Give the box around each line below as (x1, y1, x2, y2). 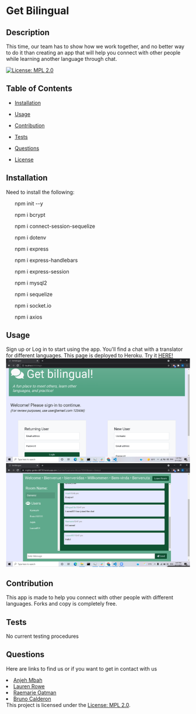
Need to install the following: (6, 189, 75, 196)
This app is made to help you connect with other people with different (6, 594, 174, 601)
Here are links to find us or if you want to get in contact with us (6, 665, 157, 672)
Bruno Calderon (13, 695, 51, 702)
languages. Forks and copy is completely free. (6, 600, 118, 607)
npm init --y (14, 200, 44, 207)
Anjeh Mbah (13, 677, 43, 684)
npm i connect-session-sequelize (14, 223, 95, 230)
